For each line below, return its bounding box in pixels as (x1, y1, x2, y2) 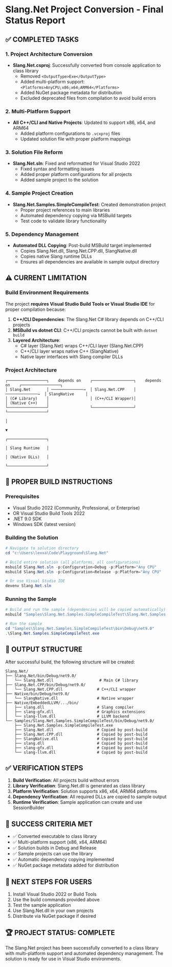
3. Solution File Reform (5, 149, 63, 156)
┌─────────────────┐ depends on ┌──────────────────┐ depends (5, 378, 161, 383)
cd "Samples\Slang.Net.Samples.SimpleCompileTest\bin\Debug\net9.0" (5, 626, 155, 631)
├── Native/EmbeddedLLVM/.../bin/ (5, 700, 79, 706)
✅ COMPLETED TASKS (5, 35, 79, 44)
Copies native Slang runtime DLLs (20, 253, 92, 259)
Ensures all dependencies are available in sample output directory (20, 259, 160, 265)
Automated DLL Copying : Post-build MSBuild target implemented (12, 242, 152, 249)
